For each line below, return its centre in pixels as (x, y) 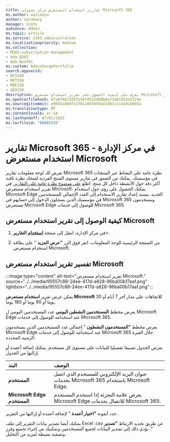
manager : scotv (22, 24)
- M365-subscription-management (40, 52)
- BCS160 (15, 76)
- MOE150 (15, 85)
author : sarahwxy (24, 19)
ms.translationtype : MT (31, 109)
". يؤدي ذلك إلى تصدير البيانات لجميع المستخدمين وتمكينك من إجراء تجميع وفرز (79, 429)
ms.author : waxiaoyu (27, 15)
